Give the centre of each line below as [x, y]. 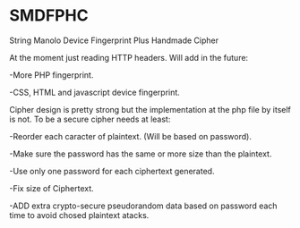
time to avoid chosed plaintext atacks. [79, 215]
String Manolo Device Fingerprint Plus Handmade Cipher [114, 40]
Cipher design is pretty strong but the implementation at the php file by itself [150, 109]
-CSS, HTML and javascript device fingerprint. [95, 92]
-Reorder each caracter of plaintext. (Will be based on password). [131, 136]
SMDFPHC [49, 16]
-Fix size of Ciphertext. [51, 188]
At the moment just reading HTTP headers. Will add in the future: [129, 57]
